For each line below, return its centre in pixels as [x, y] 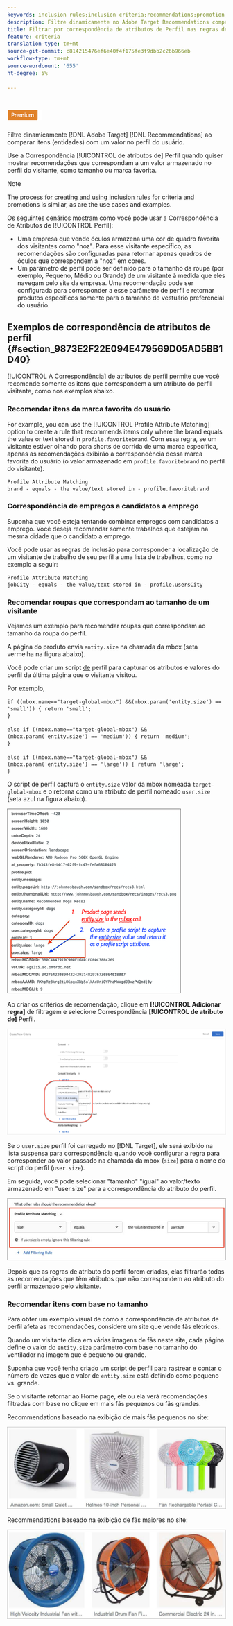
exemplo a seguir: [33, 564]
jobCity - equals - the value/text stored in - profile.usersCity [105, 585]
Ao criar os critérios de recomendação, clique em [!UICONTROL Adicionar [114, 1004]
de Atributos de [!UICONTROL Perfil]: [60, 225]
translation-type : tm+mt [43, 44]
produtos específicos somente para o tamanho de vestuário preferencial [120, 298]
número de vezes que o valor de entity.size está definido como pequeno [113, 1376]
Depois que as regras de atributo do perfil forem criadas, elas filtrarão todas [116, 1271]
